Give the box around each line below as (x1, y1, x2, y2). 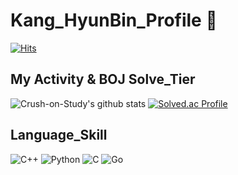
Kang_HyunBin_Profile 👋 (10, 9, 218, 32)
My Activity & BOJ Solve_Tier (10, 71, 196, 88)
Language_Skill (10, 127, 108, 144)
